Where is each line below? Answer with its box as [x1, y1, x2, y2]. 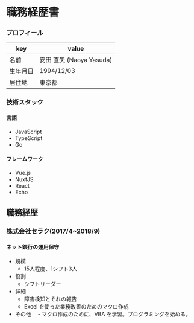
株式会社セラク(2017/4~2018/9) [6, 227, 101, 235]
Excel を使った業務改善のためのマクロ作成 [23, 303, 129, 310]
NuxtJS [14, 176, 34, 183]
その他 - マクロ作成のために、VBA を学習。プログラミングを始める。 [14, 310, 192, 318]
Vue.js [14, 169, 31, 176]
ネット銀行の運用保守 [6, 243, 59, 251]
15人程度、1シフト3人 [23, 265, 77, 272]
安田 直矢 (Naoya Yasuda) [39, 56, 113, 64]
